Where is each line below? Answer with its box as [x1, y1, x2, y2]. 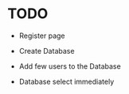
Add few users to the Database [18, 61, 121, 71]
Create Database [18, 46, 75, 55]
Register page [18, 31, 65, 40]
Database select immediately [18, 77, 115, 86]
